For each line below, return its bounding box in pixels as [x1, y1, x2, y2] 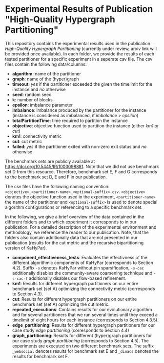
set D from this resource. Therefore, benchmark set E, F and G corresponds [5, 169, 157, 174]
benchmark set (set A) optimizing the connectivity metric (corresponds [12, 286, 155, 291]
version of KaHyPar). [5, 245, 47, 251]
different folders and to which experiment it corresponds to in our [5, 219, 137, 225]
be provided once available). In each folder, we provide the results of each [5, 50, 155, 57]
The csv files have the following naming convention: [5, 183, 110, 189]
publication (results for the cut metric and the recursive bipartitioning [5, 240, 144, 245]
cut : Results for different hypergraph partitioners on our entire [12, 296, 137, 302]
